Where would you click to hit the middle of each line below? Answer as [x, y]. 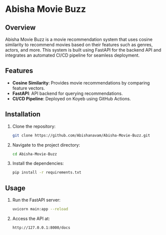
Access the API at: [31, 218]
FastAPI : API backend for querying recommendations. [67, 93]
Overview [21, 28]
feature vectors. [29, 88]
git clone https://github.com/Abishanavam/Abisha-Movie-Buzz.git [81, 135]
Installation [23, 115]
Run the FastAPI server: [36, 200]
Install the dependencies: [38, 163]
